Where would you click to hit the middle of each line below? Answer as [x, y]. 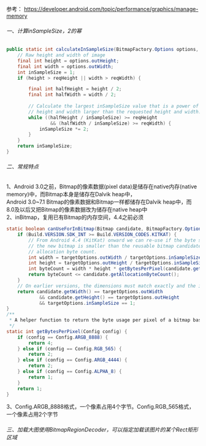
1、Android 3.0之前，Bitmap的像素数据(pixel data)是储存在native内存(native [102, 186]
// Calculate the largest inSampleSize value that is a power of [114, 106]
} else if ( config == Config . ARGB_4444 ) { [72, 360]
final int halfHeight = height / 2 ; [75, 89]
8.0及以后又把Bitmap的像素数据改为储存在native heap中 [77, 210]
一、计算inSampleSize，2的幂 [44, 31]
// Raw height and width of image [61, 55]
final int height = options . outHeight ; [68, 61]
